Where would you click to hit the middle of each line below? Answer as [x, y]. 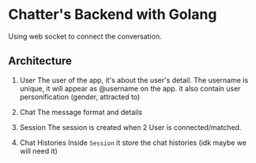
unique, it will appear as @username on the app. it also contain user [130, 88]
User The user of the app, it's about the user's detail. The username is [134, 80]
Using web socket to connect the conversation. [85, 36]
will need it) [38, 150]
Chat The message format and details [81, 112]
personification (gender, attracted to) [80, 97]
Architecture [40, 61]
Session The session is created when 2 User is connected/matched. [130, 127]
